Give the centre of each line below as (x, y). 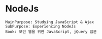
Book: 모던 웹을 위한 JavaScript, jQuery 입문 (51, 31)
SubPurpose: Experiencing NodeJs (41, 26)
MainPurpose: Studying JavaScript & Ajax (50, 22)
